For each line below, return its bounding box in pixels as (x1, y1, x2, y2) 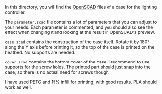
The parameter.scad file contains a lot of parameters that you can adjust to (5, 19, 157, 25)
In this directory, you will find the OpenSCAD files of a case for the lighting (5, 4, 157, 10)
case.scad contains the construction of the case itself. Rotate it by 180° (5, 39, 150, 45)
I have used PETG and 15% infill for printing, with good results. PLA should (5, 79, 157, 85)
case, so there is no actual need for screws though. (5, 69, 110, 75)
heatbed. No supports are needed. (5, 49, 76, 55)
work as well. (5, 84, 32, 90)
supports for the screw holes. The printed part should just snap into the (5, 64, 151, 70)
